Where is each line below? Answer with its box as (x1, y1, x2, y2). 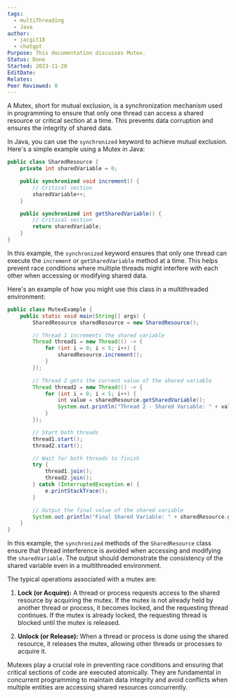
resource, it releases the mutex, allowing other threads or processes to (17, 640, 223, 648)
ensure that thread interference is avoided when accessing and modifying (7, 546, 221, 555)
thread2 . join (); (44, 474, 93, 482)
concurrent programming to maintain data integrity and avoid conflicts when (7, 676, 228, 684)
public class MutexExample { (7, 306, 93, 313)
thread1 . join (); (44, 468, 93, 475)
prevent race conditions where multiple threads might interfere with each (7, 264, 218, 272)
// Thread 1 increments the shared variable (32, 332, 165, 339)
